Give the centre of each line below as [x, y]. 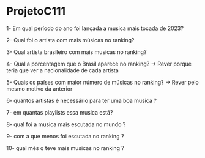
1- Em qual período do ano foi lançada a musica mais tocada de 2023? [95, 28]
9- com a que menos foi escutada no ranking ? [65, 136]
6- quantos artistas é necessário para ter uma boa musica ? [82, 100]
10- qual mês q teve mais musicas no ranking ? [65, 148]
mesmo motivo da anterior [39, 88]
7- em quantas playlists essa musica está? [60, 112]
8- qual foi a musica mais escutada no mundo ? [66, 124]
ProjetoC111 [36, 11]
